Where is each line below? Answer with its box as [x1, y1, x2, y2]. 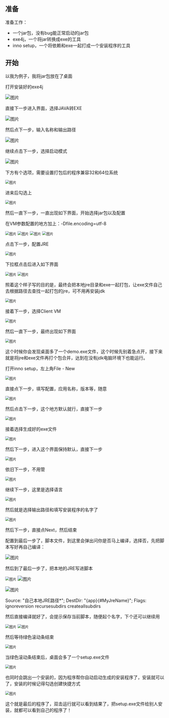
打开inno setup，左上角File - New [5, 365, 75, 372]
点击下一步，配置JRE [5, 241, 49, 247]
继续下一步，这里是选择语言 [5, 486, 63, 493]
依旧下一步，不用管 [5, 466, 45, 472]
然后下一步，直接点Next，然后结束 [5, 526, 77, 533]
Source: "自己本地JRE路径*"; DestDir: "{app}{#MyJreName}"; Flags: [5, 597, 147, 604]
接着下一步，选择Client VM [5, 308, 62, 314]
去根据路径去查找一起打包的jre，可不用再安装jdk [5, 288, 105, 294]
